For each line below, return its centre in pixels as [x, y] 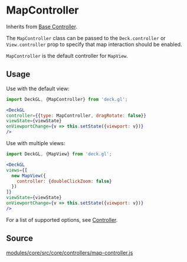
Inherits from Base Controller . [42, 27]
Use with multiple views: [36, 143]
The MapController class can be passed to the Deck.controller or [86, 38]
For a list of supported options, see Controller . [62, 220]
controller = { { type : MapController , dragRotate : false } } [76, 116]
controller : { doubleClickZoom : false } [64, 181]
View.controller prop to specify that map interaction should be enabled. [94, 44]
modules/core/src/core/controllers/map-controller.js [70, 253]
